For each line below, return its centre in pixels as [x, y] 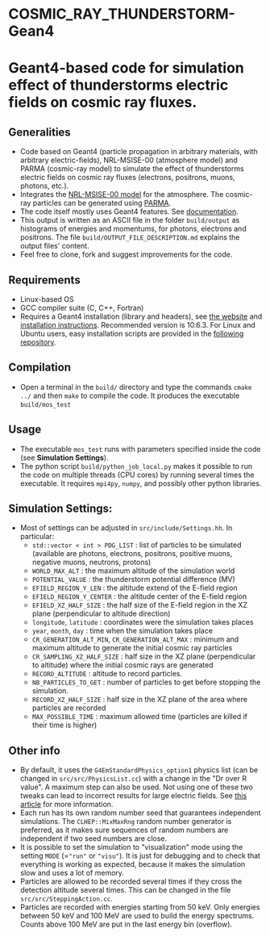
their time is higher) [64, 725]
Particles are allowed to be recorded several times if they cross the [131, 881]
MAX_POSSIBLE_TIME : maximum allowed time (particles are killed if [140, 717]
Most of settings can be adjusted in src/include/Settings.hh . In [126, 528]
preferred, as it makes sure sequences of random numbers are [124, 830]
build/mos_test [46, 404]
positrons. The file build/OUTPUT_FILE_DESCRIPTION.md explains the [130, 237]
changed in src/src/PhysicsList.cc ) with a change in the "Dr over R [133, 779]
